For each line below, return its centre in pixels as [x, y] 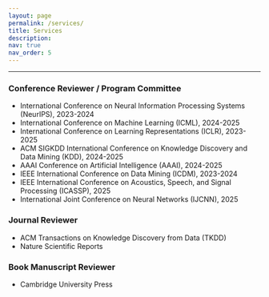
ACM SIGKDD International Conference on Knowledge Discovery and [134, 148]
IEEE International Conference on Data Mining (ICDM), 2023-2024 [128, 174]
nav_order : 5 [30, 53]
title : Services [35, 30]
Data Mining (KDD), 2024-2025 [72, 157]
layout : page [30, 16]
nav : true [25, 46]
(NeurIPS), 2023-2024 [57, 114]
